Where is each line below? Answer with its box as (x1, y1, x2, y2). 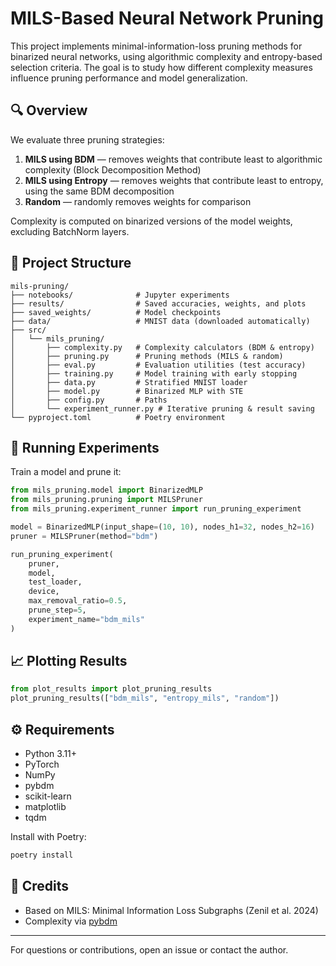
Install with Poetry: (10, 831, 87, 842)
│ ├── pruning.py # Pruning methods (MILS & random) (10, 351, 284, 361)
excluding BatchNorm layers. (10, 225, 130, 237)
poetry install (10, 850, 74, 860)
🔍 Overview (10, 102, 88, 119)
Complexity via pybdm (24, 915, 118, 927)
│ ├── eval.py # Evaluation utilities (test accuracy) (10, 360, 307, 370)
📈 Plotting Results (10, 653, 128, 670)
